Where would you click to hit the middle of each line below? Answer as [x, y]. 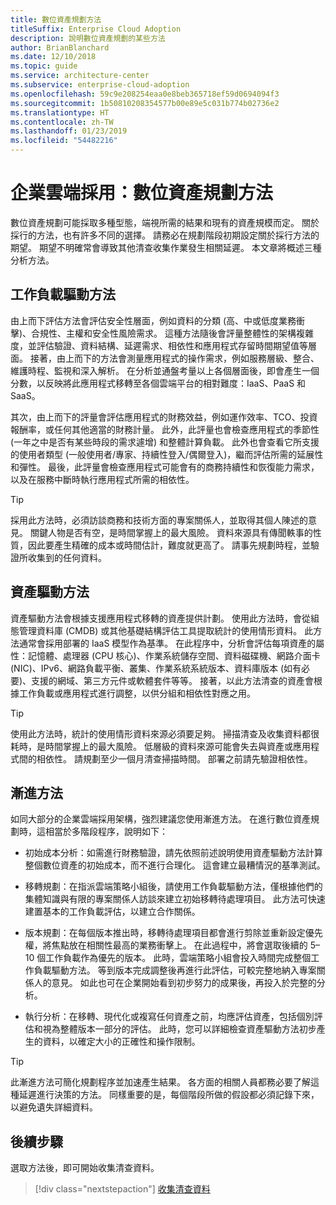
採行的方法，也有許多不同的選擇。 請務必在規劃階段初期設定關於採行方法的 [165, 235]
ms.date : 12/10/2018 [53, 57]
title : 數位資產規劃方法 [56, 19]
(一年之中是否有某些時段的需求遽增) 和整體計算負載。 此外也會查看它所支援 [165, 442]
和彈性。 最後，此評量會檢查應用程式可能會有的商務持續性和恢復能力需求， [165, 467]
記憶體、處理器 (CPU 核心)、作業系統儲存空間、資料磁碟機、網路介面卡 [174, 655]
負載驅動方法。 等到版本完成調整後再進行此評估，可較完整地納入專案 [175, 970]
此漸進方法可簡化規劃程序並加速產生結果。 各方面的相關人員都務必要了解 [160, 1082]
